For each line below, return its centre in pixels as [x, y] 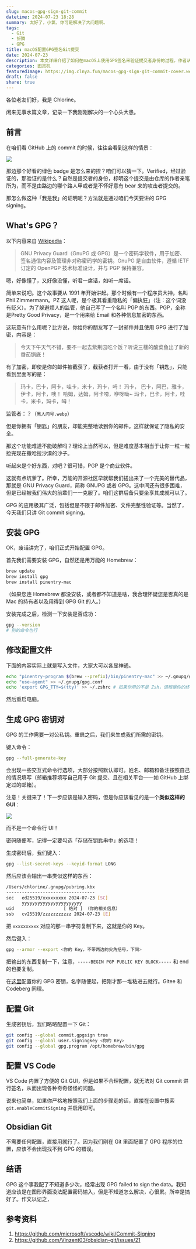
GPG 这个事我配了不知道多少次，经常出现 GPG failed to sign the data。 [91, 1184]
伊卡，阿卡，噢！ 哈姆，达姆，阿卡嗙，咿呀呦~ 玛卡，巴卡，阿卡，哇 [103, 393]
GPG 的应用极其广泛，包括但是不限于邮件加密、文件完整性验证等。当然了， [97, 505]
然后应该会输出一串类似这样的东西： [50, 875]
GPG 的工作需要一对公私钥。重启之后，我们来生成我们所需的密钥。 [86, 735]
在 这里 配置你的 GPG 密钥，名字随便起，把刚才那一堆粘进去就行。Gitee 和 [94, 981]
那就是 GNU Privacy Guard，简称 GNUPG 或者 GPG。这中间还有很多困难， [96, 485]
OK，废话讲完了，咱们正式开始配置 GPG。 [57, 547]
